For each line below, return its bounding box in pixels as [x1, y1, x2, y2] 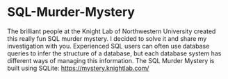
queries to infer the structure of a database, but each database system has [7, 49, 222, 58]
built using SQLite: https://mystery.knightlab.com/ [7, 64, 149, 72]
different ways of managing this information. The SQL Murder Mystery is [7, 56, 215, 64]
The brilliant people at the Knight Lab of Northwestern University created [7, 27, 216, 35]
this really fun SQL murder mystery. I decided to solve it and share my [7, 34, 207, 42]
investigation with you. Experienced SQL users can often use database [7, 42, 210, 50]
